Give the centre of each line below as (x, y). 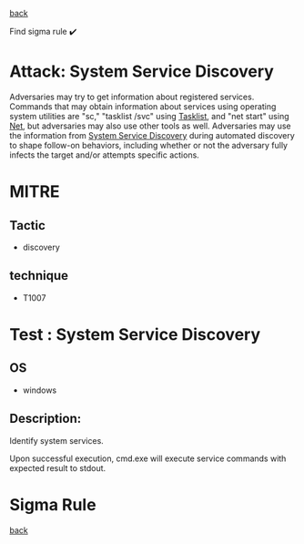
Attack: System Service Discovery (142, 72)
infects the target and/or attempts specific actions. (105, 155)
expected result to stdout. (58, 467)
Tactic (27, 226)
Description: (46, 419)
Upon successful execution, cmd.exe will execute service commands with (148, 458)
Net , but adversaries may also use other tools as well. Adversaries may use (150, 126)
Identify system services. (57, 440)
